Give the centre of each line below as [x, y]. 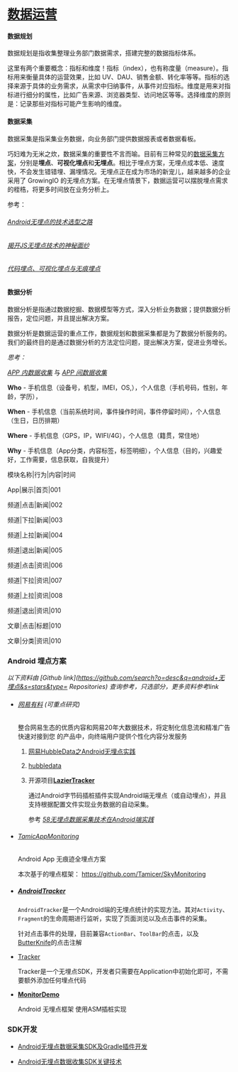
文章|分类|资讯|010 [34, 640]
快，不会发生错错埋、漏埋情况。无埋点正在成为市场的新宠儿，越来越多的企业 [119, 171]
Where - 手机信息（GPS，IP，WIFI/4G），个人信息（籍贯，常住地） [105, 435]
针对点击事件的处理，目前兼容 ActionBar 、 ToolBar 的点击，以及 [108, 934]
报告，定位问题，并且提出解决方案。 [60, 318]
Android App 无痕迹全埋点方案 [62, 859]
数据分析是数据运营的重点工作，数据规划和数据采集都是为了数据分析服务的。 [119, 333]
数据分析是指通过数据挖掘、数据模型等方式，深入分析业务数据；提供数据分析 [119, 309]
